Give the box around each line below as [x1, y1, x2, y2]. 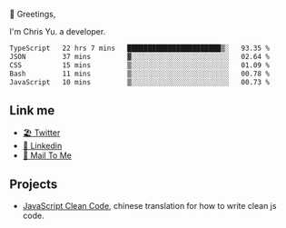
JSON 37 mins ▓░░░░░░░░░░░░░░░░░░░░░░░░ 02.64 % [9, 52, 271, 61]
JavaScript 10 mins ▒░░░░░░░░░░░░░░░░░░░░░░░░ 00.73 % [9, 77, 271, 86]
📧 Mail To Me [22, 150, 73, 161]
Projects [9, 176, 58, 192]
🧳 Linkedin [22, 141, 63, 152]
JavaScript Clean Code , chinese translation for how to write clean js [22, 201, 277, 211]
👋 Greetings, [9, 9, 56, 19]
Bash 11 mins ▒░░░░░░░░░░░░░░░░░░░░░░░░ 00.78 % [9, 69, 271, 78]
